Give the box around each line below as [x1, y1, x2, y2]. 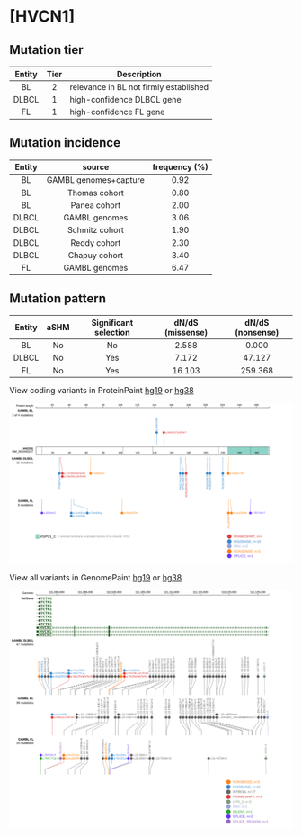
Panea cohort [70, 200, 121, 211]
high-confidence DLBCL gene [69, 94, 182, 104]
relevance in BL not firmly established [69, 81, 209, 92]
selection [93, 327, 130, 337]
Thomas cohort [67, 187, 124, 198]
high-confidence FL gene [69, 106, 165, 118]
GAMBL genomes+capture [46, 175, 146, 185]
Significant [91, 317, 134, 328]
